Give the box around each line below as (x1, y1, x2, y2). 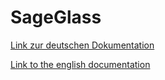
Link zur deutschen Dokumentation (10, 39, 155, 51)
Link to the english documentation (10, 58, 151, 70)
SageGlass (10, 6, 102, 29)
